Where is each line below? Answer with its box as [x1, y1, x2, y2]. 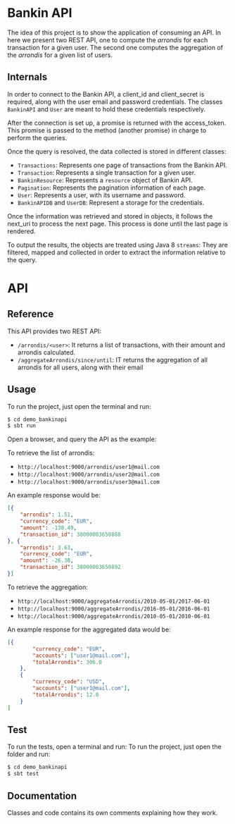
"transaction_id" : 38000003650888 [20, 531, 121, 538]
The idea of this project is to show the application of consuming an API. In [7, 28, 222, 37]
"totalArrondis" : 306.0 [32, 658, 102, 665]
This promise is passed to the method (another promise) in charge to [7, 125, 207, 135]
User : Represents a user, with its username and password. [17, 190, 186, 199]
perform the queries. [7, 133, 68, 142]
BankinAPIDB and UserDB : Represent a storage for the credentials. [17, 198, 205, 207]
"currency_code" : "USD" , [32, 678, 106, 685]
